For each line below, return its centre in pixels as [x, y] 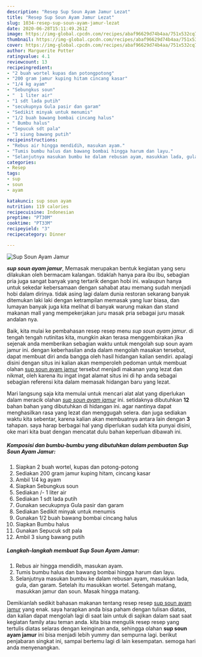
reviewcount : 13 [27, 62]
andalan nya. [22, 319]
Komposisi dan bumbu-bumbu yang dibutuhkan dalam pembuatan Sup [98, 445]
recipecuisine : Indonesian [40, 212]
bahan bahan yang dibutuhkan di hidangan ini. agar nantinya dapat [89, 406]
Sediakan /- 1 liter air [41, 492]
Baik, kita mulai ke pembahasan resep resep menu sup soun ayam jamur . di [100, 331]
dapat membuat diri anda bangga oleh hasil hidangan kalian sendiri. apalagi [100, 356]
